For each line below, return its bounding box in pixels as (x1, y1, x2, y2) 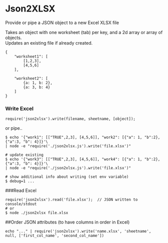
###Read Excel (5, 187, 37, 193)
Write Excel (5, 105, 34, 112)
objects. (5, 35, 22, 41)
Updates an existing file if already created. (5, 40, 93, 46)
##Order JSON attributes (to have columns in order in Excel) (5, 219, 130, 225)
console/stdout (5, 201, 37, 207)
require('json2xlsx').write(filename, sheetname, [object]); (5, 116, 136, 122)
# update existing (5, 152, 44, 158)
